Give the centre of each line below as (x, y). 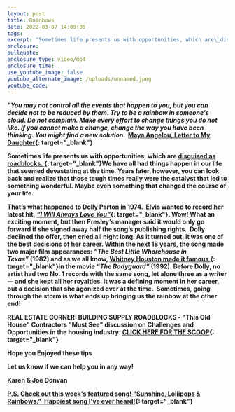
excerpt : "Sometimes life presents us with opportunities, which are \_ (114, 40)
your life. (21, 193)
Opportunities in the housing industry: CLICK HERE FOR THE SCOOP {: (111, 332)
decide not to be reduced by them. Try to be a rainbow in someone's (108, 113)
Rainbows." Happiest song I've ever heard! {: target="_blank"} (100, 401)
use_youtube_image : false (45, 72)
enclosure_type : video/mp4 (47, 60)
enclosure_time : (31, 66)
